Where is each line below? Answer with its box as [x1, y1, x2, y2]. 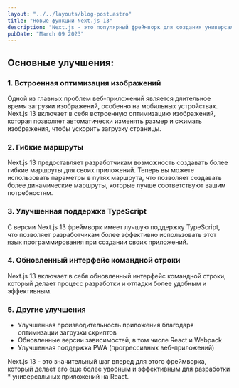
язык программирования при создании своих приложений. [7, 238, 188, 246]
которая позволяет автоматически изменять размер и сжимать [7, 117, 203, 125]
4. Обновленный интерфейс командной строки [7, 256, 181, 266]
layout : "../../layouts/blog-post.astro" [7, 10, 132, 18]
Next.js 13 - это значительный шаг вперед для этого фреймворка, [7, 357, 207, 366]
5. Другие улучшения [7, 304, 87, 314]
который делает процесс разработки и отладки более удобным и [7, 279, 207, 288]
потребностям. [7, 189, 53, 197]
